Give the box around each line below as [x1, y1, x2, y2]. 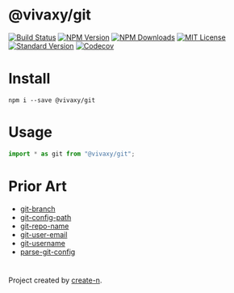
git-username [19, 238, 66, 248]
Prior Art [8, 176, 67, 195]
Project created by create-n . [8, 275, 102, 285]
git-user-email [19, 229, 68, 240]
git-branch [19, 204, 56, 214]
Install [8, 70, 51, 88]
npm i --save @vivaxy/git [8, 96, 95, 104]
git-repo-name [19, 221, 69, 231]
